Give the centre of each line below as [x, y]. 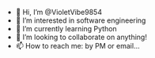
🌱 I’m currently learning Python [66, 29]
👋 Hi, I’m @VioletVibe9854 [59, 12]
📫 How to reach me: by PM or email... [77, 46]
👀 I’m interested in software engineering [81, 20]
